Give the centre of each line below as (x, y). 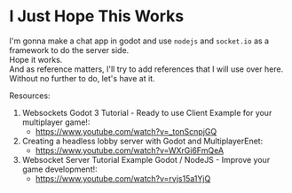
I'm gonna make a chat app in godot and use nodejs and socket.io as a (139, 41)
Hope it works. (36, 59)
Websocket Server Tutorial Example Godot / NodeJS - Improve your (146, 159)
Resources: (30, 96)
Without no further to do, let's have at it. (82, 78)
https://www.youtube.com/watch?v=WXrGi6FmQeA (130, 150)
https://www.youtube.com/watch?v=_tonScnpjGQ (126, 131)
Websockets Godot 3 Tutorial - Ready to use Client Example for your (147, 112)
